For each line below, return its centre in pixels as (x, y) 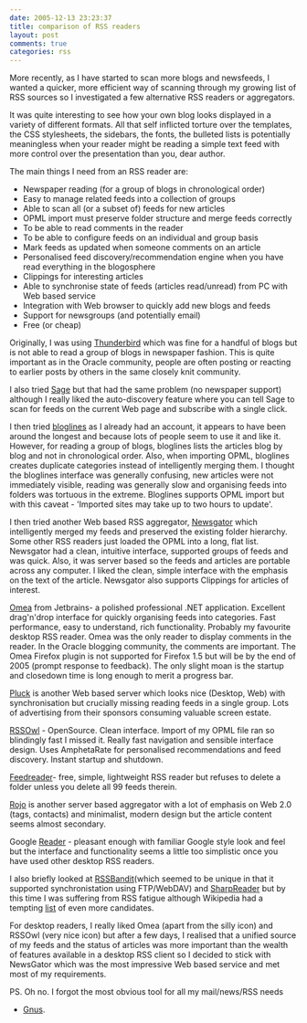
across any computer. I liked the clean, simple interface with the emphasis (149, 571)
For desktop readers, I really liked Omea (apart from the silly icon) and (142, 926)
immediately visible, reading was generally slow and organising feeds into (148, 485)
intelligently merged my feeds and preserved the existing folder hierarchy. (148, 532)
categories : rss (40, 52)
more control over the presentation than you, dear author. (117, 154)
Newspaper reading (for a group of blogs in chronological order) (144, 189)
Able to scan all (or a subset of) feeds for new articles (124, 209)
